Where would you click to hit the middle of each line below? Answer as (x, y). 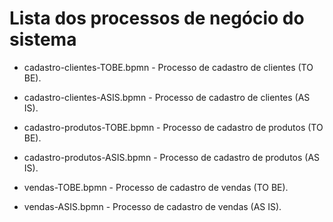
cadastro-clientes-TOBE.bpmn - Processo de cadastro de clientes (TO (168, 67)
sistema (43, 39)
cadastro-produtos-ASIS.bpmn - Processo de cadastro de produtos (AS (172, 157)
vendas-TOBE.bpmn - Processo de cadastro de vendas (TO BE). (156, 187)
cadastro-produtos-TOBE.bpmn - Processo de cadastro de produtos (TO (173, 127)
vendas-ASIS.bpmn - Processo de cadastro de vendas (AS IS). (152, 206)
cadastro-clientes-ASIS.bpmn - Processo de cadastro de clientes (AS (167, 97)
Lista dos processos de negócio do (157, 18)
